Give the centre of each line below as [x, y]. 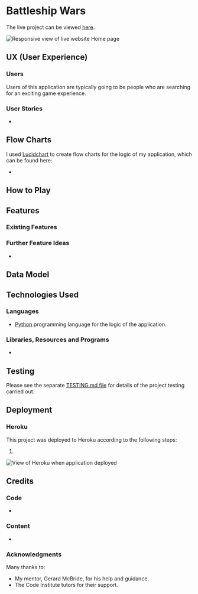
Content [18, 526]
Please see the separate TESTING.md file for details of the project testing [95, 385]
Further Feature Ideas [38, 243]
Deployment [29, 410]
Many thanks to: [26, 567]
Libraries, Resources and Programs [58, 340]
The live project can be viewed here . [51, 27]
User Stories [25, 109]
